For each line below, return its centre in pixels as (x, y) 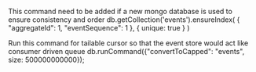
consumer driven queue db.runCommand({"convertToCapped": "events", (126, 51)
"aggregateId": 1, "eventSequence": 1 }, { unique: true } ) (99, 28)
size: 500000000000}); (46, 59)
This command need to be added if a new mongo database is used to (121, 11)
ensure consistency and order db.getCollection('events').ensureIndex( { (124, 20)
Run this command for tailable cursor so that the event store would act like (128, 43)
